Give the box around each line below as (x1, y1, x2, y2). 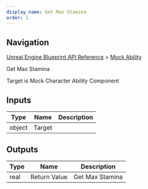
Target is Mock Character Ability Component (6, 77, 120, 84)
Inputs (6, 95, 32, 105)
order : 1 (6, 15, 29, 21)
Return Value (30, 172, 68, 181)
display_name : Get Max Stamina (6, 9, 87, 15)
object (9, 124, 28, 132)
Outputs (6, 144, 39, 155)
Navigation (6, 37, 49, 48)
